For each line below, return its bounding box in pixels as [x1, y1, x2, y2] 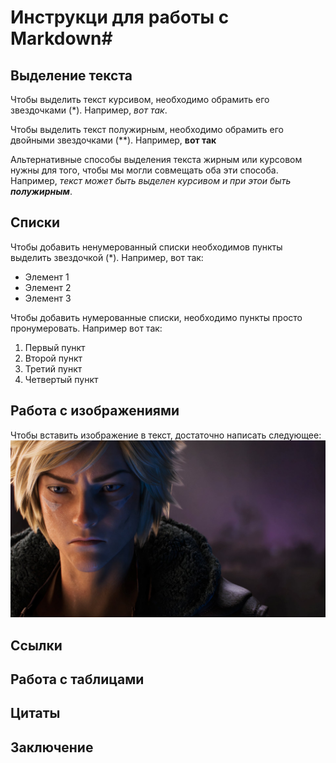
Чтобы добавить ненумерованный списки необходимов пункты [10, 241, 283, 253]
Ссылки [10, 637, 63, 654]
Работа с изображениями [10, 402, 180, 420]
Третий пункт [24, 362, 83, 375]
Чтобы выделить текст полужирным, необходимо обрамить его [10, 124, 284, 135]
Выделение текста [10, 67, 133, 84]
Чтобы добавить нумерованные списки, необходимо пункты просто [10, 311, 303, 323]
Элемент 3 [24, 292, 72, 304]
